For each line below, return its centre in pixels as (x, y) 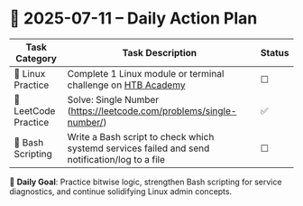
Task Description (160, 52)
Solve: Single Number (113, 99)
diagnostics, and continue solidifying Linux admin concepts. (121, 191)
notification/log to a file (116, 159)
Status (275, 52)
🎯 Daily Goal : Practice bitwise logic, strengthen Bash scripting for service (146, 182)
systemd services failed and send (138, 148)
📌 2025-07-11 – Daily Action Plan (133, 19)
